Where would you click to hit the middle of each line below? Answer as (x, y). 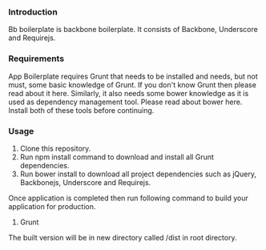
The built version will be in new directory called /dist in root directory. (123, 237)
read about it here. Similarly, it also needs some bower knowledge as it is (129, 93)
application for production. (52, 206)
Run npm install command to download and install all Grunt (117, 157)
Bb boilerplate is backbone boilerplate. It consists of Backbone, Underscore (133, 30)
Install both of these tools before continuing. (81, 110)
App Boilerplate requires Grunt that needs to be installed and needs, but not (133, 76)
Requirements (36, 58)
